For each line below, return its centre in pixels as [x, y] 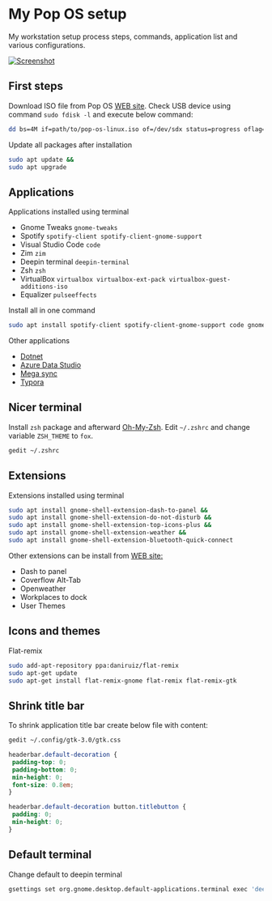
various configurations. [47, 45]
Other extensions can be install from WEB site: [86, 555]
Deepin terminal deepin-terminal [74, 262]
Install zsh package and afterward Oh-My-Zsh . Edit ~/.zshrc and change [130, 427]
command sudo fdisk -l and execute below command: [101, 114]
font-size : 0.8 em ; [43, 785]
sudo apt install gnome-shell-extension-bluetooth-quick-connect [121, 540]
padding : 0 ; [32, 814]
